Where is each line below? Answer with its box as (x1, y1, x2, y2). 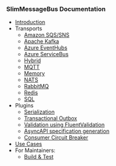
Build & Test (23, 153, 54, 161)
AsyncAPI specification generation (23, 127, 110, 135)
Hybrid (23, 57, 41, 65)
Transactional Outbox (23, 115, 78, 122)
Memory (23, 70, 45, 77)
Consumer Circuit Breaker (23, 134, 88, 141)
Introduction (14, 19, 46, 26)
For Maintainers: (14, 147, 56, 154)
